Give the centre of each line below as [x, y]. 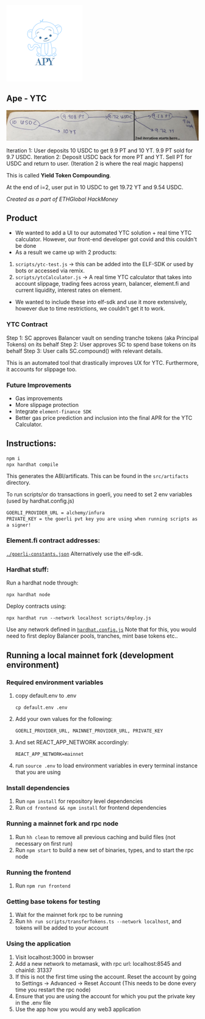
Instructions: [31, 443]
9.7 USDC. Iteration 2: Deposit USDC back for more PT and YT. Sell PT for [99, 157]
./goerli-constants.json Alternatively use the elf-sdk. [75, 554]
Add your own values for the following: [64, 719]
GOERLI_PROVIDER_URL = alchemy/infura [56, 513]
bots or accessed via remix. [50, 271]
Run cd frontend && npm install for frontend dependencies [91, 808]
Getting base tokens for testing [53, 901]
